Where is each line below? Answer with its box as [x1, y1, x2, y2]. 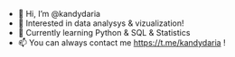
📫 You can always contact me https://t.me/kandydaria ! [17, 37, 226, 48]
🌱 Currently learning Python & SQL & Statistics [17, 28, 191, 37]
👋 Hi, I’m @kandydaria [17, 9, 101, 19]
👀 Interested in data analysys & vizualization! [17, 18, 184, 28]
